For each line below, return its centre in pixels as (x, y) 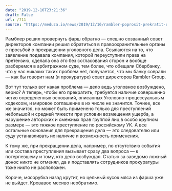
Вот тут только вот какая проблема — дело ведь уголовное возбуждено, (85, 87)
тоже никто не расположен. (36, 167)
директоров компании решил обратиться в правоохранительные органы (85, 45)
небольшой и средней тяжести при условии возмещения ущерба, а (80, 114)
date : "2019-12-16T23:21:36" (36, 10)
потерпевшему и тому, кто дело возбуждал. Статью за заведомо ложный (86, 157)
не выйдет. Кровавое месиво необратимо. (52, 183)
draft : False (19, 15)
